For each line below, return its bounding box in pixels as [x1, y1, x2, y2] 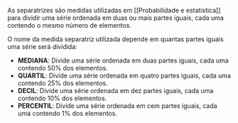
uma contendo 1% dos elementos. [17, 109, 117, 117]
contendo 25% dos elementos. [17, 79, 108, 87]
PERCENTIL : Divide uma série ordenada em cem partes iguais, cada [17, 102, 218, 109]
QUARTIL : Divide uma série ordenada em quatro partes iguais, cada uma [17, 71, 231, 80]
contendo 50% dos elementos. [17, 64, 109, 72]
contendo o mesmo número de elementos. [7, 21, 131, 29]
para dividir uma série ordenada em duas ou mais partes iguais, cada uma [7, 14, 224, 22]
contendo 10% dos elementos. [17, 94, 107, 102]
